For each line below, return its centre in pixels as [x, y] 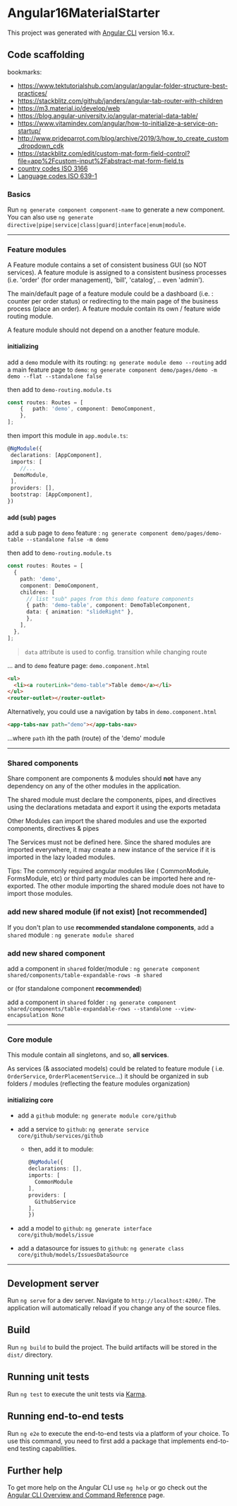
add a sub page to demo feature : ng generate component [88, 533]
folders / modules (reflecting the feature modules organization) [99, 1083]
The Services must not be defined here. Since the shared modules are [109, 842]
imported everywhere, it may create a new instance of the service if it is [112, 850]
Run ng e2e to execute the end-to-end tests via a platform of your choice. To [119, 1433]
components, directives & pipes [53, 829]
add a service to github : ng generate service [83, 1129]
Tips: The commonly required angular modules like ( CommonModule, [109, 871]
